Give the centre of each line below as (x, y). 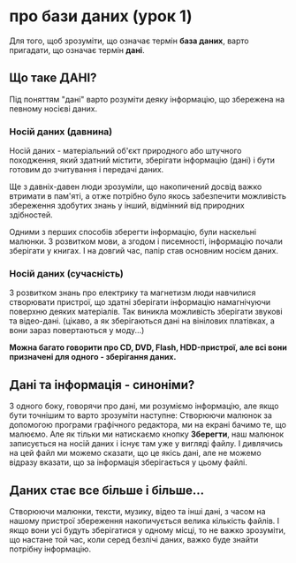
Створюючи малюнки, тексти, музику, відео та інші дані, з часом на (138, 511)
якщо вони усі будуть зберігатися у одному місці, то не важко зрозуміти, (148, 530)
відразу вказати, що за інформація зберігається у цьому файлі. (128, 462)
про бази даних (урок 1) (101, 16)
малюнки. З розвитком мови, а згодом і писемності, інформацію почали (146, 241)
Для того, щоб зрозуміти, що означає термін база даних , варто (129, 41)
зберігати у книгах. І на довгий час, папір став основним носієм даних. (144, 251)
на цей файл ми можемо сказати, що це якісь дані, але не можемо (136, 453)
